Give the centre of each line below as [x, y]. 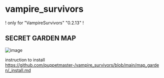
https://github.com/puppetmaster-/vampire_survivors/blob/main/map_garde [82, 65]
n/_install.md [18, 70]
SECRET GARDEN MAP [41, 38]
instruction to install [25, 60]
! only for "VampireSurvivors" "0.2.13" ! [45, 23]
